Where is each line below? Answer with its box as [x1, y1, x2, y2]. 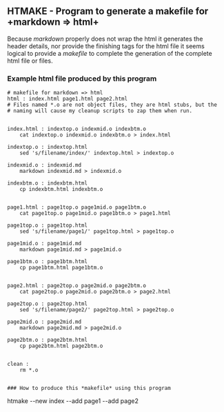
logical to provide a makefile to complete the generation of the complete [7, 49, 212, 57]
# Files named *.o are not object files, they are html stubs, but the [7, 101, 217, 109]
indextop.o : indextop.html [7, 144, 88, 151]
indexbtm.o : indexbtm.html [7, 180, 88, 187]
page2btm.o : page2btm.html [7, 337, 88, 344]
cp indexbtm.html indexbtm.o [19, 186, 103, 193]
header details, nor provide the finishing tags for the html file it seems [7, 41, 205, 50]
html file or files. [7, 56, 53, 65]
